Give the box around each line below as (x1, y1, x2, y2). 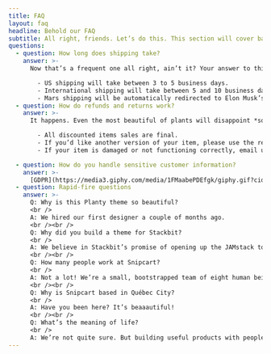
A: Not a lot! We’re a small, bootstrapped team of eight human (29, 273, 251, 281)
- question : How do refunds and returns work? (15, 102, 175, 110)
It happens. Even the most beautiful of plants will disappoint (29, 116, 251, 125)
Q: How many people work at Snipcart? (29, 259, 161, 267)
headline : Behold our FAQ (8, 27, 95, 35)
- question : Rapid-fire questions (15, 183, 131, 192)
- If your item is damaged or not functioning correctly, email (37, 146, 258, 154)
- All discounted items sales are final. (37, 131, 179, 140)
